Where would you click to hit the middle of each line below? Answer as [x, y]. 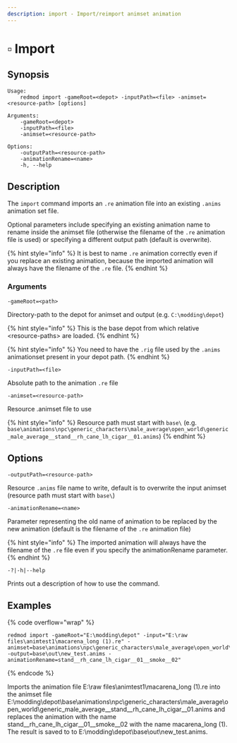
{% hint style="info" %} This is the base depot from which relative [103, 328]
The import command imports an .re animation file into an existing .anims [114, 204]
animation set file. [33, 211]
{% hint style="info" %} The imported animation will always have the [107, 542]
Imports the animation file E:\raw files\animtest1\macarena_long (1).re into [114, 687]
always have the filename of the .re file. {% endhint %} [87, 268]
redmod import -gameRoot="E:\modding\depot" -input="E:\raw [98, 636]
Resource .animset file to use [49, 409]
